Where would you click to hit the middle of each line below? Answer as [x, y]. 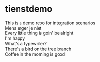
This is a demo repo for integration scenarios [50, 23]
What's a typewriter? [26, 43]
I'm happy [15, 38]
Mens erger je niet [23, 28]
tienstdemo [29, 9]
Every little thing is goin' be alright [39, 33]
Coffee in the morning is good [35, 54]
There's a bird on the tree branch [38, 49]
